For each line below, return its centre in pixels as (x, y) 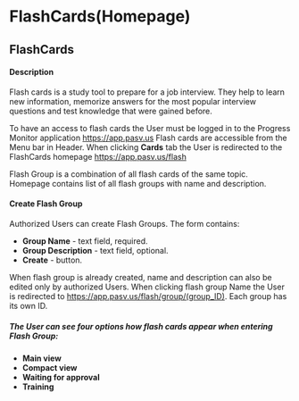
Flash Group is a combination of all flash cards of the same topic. (129, 174)
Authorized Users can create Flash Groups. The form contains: (125, 223)
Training (38, 387)
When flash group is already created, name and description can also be (141, 277)
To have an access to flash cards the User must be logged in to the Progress (150, 128)
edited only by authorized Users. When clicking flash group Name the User (147, 287)
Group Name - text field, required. (85, 241)
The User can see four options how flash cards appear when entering (141, 326)
